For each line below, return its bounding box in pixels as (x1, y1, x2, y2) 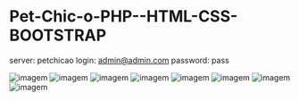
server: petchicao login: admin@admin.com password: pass (9, 55, 229, 65)
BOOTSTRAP (9, 25, 107, 46)
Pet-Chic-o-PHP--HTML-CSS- (9, 6, 238, 27)
